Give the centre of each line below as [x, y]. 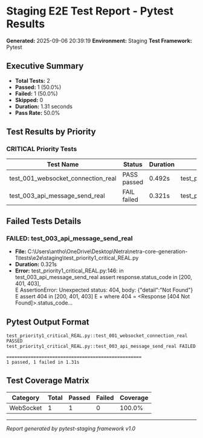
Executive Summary [45, 66]
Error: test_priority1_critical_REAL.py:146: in [69, 271]
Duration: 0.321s [36, 265]
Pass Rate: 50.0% [37, 112]
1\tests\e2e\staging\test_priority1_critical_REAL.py [77, 258]
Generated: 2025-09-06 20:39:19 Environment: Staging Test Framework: [99, 40]
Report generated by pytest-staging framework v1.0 [71, 428]
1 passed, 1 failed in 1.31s [43, 362]
